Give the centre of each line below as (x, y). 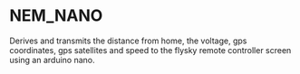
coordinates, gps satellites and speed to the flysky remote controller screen (150, 50)
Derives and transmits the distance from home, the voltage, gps (128, 41)
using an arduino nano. (52, 60)
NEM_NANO (56, 16)
